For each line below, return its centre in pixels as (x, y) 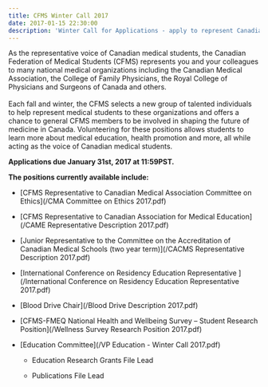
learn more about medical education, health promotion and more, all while (130, 138)
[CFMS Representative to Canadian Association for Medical (117, 217)
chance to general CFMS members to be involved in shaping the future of (129, 121)
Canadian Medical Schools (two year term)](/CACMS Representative (132, 249)
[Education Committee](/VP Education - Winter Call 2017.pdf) (120, 345)
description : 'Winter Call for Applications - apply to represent (121, 30)
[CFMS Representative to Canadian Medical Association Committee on (136, 193)
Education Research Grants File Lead (93, 361)
